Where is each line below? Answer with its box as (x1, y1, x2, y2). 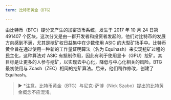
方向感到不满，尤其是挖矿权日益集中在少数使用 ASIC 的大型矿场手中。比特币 (5, 39, 166, 46)
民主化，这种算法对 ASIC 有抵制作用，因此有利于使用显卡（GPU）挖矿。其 (5, 52, 163, 58)
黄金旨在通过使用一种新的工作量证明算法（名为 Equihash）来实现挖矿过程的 (5, 46, 165, 52)
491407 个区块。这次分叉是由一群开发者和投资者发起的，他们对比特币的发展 (5, 33, 166, 39)
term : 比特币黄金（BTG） (5, 7, 53, 13)
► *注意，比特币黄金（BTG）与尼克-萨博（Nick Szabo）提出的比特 (17, 83, 160, 89)
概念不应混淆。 (22, 89, 54, 95)
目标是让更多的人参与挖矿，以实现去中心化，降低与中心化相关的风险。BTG (5, 58, 162, 65)
